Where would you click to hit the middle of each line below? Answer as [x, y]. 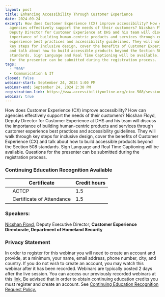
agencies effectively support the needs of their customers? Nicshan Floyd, [81, 115]
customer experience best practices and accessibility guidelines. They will [80, 131]
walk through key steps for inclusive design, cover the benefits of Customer [82, 136]
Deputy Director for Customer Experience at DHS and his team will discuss [81, 121]
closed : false [20, 78]
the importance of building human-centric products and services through [79, 126]
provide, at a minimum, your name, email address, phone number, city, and [81, 258]
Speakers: [18, 214]
